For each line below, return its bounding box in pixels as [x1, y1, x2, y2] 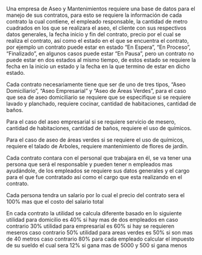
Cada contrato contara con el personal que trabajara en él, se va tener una [6, 154, 192, 162]
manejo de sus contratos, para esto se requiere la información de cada [6, 11, 182, 19]
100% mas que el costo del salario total [6, 198, 104, 205]
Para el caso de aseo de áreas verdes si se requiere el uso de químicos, [6, 136, 185, 143]
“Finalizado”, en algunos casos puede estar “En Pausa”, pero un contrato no [6, 50, 195, 57]
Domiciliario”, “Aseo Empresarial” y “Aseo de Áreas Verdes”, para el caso [6, 87, 186, 94]
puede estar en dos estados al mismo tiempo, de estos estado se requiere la [6, 57, 196, 63]
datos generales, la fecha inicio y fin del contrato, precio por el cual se [6, 31, 181, 38]
